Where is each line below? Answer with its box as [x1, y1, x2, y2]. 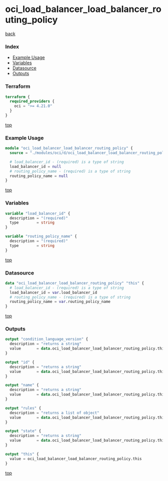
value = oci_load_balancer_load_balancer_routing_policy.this [9, 456, 142, 461]
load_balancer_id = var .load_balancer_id [9, 290, 97, 295]
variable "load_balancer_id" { [5, 211, 70, 216]
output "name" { [5, 382, 39, 388]
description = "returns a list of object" [9, 410, 99, 415]
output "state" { [5, 428, 41, 433]
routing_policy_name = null [9, 173, 68, 178]
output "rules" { [5, 405, 41, 410]
